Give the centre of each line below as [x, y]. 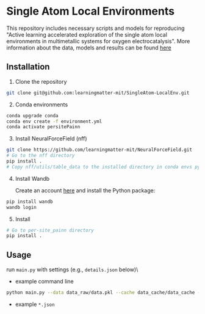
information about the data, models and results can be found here [89, 48]
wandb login [21, 207]
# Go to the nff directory [41, 156]
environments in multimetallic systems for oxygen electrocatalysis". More [98, 41]
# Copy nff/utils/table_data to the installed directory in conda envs [99, 167]
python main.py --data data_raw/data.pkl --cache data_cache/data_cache [101, 293]
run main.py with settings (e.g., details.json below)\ [72, 269]
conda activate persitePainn [43, 127]
